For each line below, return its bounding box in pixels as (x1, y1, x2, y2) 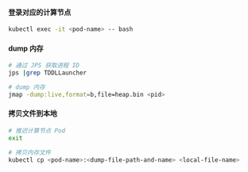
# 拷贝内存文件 (8, 148, 52, 156)
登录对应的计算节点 (8, 7, 72, 17)
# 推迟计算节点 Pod (8, 127, 66, 135)
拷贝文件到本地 (8, 109, 57, 118)
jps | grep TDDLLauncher (8, 69, 87, 77)
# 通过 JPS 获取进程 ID (8, 62, 79, 70)
